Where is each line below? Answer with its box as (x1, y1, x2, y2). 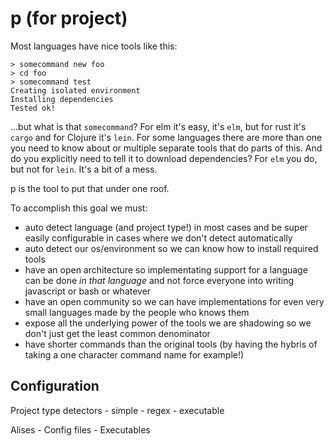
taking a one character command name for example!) (24, 348, 245, 361)
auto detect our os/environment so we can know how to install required (24, 242, 319, 254)
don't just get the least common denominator (24, 327, 211, 339)
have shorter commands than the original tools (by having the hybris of (24, 338, 318, 350)
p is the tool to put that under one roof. (10, 182, 170, 194)
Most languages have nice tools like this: (10, 40, 178, 52)
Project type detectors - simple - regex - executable (10, 404, 225, 416)
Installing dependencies (10, 94, 114, 104)
